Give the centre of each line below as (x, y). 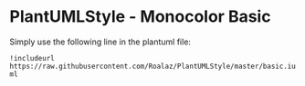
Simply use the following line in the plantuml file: (100, 42)
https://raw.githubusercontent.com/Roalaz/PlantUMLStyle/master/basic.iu (153, 66)
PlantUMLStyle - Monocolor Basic (140, 17)
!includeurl (32, 58)
